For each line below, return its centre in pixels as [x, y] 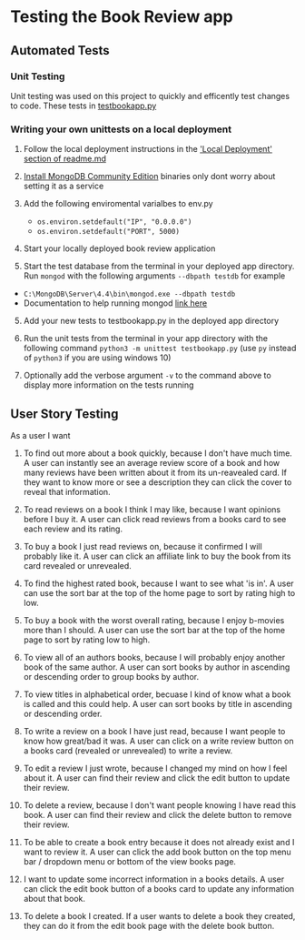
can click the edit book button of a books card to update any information [159, 888]
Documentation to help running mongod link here [115, 303]
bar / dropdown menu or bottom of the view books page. [130, 861]
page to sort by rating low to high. [87, 640]
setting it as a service [64, 186]
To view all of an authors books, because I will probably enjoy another [154, 657]
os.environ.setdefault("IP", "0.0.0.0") [114, 222]
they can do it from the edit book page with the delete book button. [149, 925]
